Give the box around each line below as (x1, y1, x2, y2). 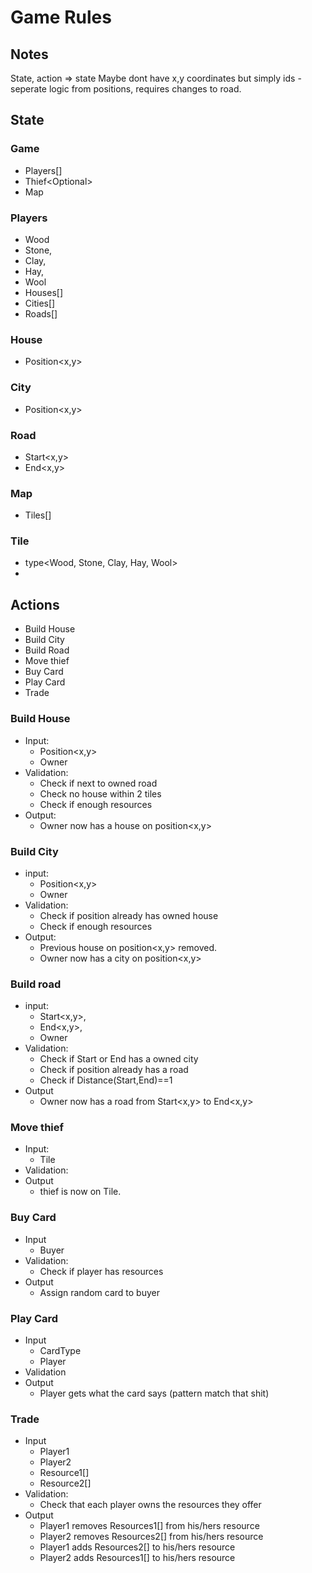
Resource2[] (39, 1477, 92, 1490)
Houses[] (24, 286, 64, 298)
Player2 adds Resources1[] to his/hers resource (39, 1552, 236, 1564)
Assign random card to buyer (39, 1286, 160, 1298)
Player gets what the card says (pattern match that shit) (39, 1387, 270, 1400)
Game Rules (10, 6, 112, 29)
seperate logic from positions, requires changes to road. (10, 83, 242, 95)
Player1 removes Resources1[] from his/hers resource (39, 1520, 260, 1532)
